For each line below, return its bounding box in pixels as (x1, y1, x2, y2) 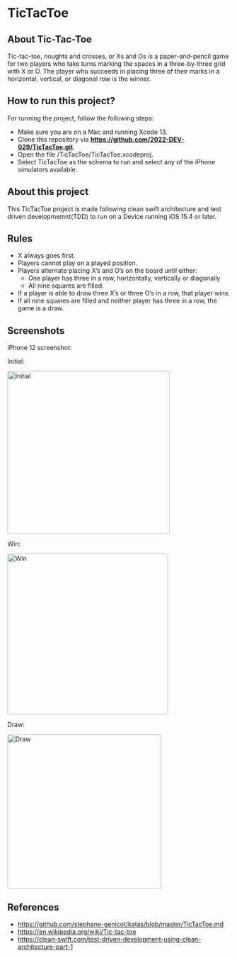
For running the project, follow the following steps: (7, 113, 154, 122)
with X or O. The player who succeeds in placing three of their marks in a (7, 67, 220, 75)
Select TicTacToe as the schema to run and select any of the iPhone (17, 157, 216, 166)
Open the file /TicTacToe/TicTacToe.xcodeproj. (17, 150, 154, 159)
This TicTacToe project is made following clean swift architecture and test (7, 204, 221, 213)
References (7, 901, 59, 913)
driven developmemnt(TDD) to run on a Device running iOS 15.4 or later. (7, 212, 217, 220)
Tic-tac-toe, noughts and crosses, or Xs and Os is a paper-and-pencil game (7, 52, 229, 60)
